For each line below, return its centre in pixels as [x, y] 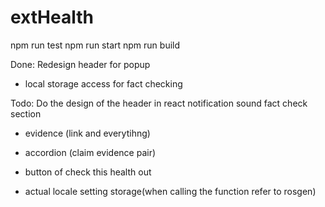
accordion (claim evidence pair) [90, 152]
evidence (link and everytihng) [87, 133]
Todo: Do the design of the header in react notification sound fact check [159, 103]
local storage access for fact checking [103, 83]
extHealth [52, 17]
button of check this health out [88, 172]
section [26, 113]
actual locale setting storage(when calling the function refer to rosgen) [170, 191]
